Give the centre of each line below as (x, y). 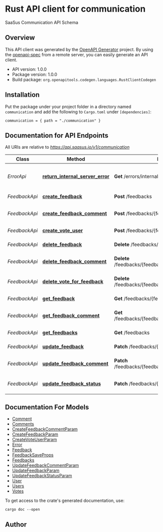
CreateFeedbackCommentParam (45, 429)
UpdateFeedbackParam (36, 471)
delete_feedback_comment (74, 262)
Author (16, 524)
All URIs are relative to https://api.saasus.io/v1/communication (67, 147)
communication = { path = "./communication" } (53, 121)
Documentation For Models (47, 407)
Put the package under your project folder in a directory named (68, 106)
